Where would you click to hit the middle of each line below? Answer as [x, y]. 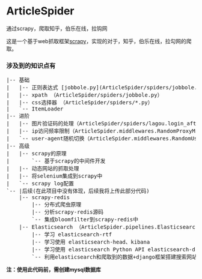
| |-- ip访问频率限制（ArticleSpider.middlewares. [82, 131]
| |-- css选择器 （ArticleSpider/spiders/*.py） [80, 103]
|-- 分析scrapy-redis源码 [68, 212]
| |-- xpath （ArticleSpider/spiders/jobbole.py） [84, 95]
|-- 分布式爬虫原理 [57, 205]
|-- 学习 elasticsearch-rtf [72, 235]
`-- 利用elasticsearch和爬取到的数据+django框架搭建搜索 [109, 257]
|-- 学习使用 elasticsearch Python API [88, 250]
